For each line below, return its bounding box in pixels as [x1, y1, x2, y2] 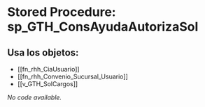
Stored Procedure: [7, 4, 117, 20]
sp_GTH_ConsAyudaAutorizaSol [7, 19, 199, 35]
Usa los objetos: [7, 47, 79, 58]
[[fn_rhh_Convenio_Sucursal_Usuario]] [17, 72, 128, 81]
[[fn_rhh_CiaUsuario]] [17, 65, 80, 73]
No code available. [7, 93, 62, 101]
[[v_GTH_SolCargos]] [17, 80, 78, 88]
